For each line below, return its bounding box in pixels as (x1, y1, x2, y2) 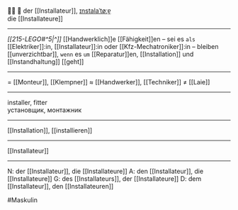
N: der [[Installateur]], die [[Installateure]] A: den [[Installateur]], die (7, 167, 204, 175)
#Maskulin (7, 196, 38, 204)
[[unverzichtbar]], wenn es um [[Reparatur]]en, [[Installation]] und (7, 50, 194, 58)
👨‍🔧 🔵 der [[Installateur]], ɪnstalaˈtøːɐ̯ (7, 6, 111, 15)
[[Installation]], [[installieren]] (7, 126, 93, 134)
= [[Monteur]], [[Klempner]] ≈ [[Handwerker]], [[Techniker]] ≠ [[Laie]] (7, 78, 210, 86)
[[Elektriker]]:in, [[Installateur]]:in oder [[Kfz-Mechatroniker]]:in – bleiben (7, 43, 219, 50)
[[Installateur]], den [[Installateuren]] (7, 182, 114, 190)
